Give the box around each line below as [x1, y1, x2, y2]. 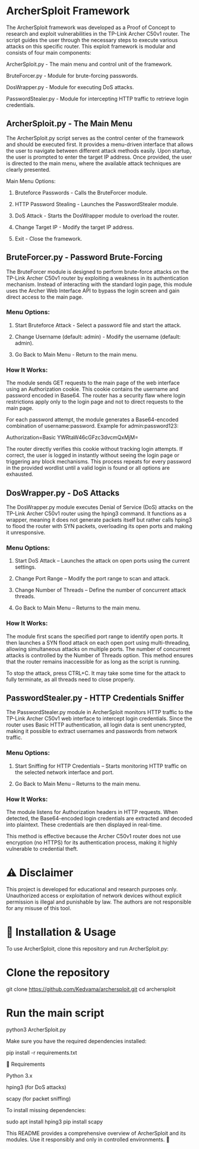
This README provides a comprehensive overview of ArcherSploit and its [6, 1129, 186, 1137]
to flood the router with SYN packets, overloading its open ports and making [6, 522, 192, 529]
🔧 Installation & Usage [6, 926, 116, 939]
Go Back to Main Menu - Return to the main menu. [14, 351, 138, 358]
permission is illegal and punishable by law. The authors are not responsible [6, 898, 192, 905]
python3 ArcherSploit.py [6, 1026, 67, 1033]
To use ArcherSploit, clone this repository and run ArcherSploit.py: [6, 945, 169, 952]
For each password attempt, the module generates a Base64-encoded [6, 416, 179, 423]
